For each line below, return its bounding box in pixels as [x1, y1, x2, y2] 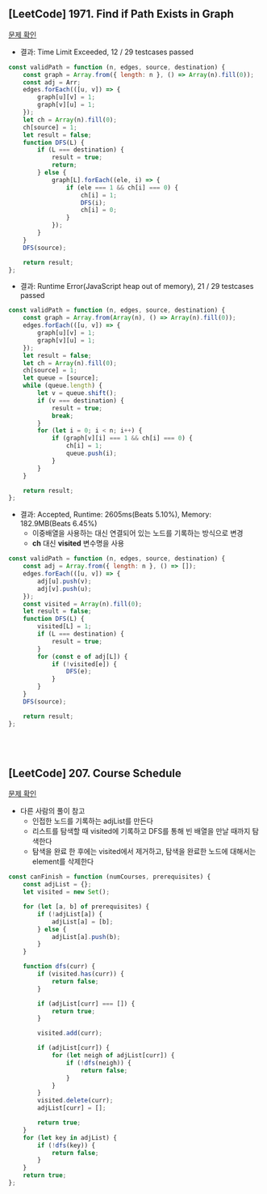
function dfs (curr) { [23, 962, 95, 971]
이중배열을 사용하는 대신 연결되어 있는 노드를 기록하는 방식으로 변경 [31, 529, 244, 538]
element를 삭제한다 [31, 856, 94, 866]
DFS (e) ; [65, 668, 92, 676]
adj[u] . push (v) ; [37, 577, 92, 585]
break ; [51, 411, 74, 420]
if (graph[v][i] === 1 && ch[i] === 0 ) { [51, 434, 194, 443]
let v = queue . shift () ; [37, 389, 117, 397]
